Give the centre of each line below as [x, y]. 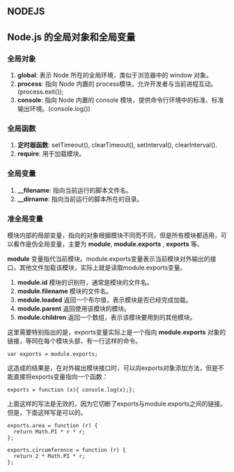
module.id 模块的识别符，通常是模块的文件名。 [85, 282]
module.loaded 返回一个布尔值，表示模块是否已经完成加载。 [105, 300]
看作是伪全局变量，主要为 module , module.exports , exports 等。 [108, 244]
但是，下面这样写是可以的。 [47, 412]
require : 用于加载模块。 [51, 154]
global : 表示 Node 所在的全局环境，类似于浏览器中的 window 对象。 [115, 75]
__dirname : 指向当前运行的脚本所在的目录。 [80, 199]
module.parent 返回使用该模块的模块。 [74, 308]
